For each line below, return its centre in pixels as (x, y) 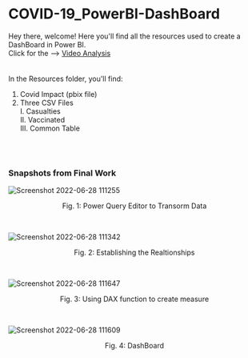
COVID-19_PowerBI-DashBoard (114, 14)
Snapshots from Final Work (62, 173)
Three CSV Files (46, 103)
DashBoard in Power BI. (47, 44)
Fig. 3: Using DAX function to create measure (134, 299)
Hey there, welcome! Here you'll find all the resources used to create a (125, 36)
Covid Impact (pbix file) (58, 94)
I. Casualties (40, 111)
